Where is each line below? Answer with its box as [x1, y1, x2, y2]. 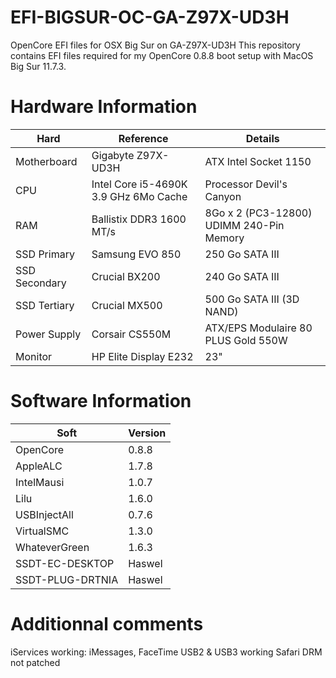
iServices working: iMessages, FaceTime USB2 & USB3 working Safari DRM [10, 646, 323, 658]
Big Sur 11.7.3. [10, 60, 67, 72]
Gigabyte [91, 148, 135, 162]
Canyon [204, 189, 242, 203]
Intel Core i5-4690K [91, 177, 188, 191]
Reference [118, 131, 169, 145]
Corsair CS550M [91, 327, 172, 341]
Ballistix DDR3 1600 [91, 212, 187, 226]
